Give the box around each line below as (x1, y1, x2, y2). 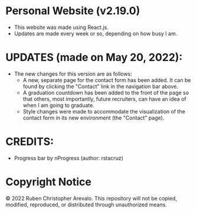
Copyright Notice (5, 176, 92, 189)
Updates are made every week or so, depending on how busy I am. (14, 30, 178, 37)
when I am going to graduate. (22, 102, 95, 109)
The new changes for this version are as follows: (14, 70, 132, 77)
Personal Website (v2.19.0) (5, 4, 140, 18)
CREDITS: (5, 135, 54, 148)
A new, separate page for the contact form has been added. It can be (22, 76, 191, 83)
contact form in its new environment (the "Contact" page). (22, 114, 165, 121)
